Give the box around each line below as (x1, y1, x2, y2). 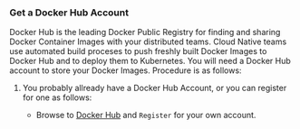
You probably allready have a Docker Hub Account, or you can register (22, 83, 287, 94)
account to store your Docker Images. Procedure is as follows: (9, 65, 242, 76)
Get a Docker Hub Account (9, 6, 130, 19)
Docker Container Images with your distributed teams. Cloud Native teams (9, 36, 287, 47)
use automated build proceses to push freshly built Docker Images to (9, 46, 267, 57)
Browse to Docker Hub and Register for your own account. (35, 110, 256, 121)
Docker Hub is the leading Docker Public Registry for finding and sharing (9, 27, 281, 38)
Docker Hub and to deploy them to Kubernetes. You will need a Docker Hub (9, 56, 292, 67)
